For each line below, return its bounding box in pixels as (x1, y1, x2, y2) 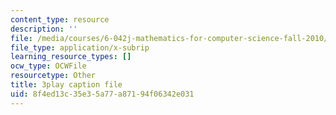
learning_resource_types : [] (10, 52, 132, 62)
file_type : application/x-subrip (10, 42, 150, 53)
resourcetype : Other (10, 71, 97, 81)
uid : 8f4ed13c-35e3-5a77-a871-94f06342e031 (10, 89, 195, 99)
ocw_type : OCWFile (10, 61, 87, 71)
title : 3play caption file (10, 80, 123, 90)
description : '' (10, 24, 78, 34)
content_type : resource (10, 14, 110, 25)
